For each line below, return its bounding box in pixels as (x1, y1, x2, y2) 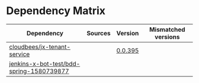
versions (155, 32, 180, 41)
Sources (86, 29, 111, 37)
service (9, 50, 30, 58)
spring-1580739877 (9, 67, 69, 75)
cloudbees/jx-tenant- (9, 42, 71, 51)
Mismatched (149, 25, 185, 34)
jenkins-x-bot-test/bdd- (9, 59, 81, 68)
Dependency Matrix (6, 4, 105, 18)
